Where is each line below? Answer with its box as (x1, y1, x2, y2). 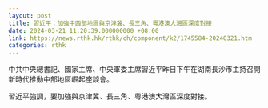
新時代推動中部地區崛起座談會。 (8, 74, 114, 84)
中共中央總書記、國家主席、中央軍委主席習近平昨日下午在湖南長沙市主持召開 (8, 65, 261, 74)
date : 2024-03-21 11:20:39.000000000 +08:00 (8, 26, 159, 34)
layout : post (8, 11, 52, 20)
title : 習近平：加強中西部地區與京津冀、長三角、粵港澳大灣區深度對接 (8, 19, 212, 27)
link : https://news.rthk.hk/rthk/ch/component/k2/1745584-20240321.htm (8, 34, 252, 42)
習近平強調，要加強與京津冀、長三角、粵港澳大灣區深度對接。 (8, 91, 212, 101)
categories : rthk (8, 42, 66, 50)
